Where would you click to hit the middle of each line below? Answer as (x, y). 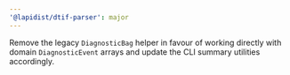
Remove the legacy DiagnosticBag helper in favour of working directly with (145, 42)
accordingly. (32, 61)
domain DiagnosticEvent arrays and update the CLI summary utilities (135, 52)
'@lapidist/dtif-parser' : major (69, 17)
